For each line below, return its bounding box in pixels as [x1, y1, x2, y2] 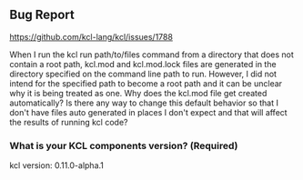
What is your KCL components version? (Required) [9, 139, 238, 152]
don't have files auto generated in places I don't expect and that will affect [9, 106, 288, 117]
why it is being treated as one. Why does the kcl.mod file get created [9, 87, 268, 98]
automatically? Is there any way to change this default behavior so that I [9, 97, 279, 108]
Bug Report [9, 7, 76, 23]
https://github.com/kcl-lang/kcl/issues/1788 [9, 31, 173, 42]
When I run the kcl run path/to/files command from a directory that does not [9, 49, 294, 60]
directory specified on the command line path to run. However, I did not [9, 68, 278, 79]
